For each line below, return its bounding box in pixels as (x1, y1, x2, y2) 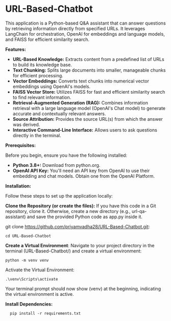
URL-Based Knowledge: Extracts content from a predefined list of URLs (12, 56, 164, 62)
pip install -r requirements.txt (10, 311, 81, 316)
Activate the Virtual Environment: (5, 267, 75, 273)
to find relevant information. (12, 94, 71, 100)
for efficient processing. (12, 72, 64, 78)
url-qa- (132, 208, 147, 214)
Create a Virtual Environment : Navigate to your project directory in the (5, 242, 155, 248)
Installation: (5, 183, 32, 189)
